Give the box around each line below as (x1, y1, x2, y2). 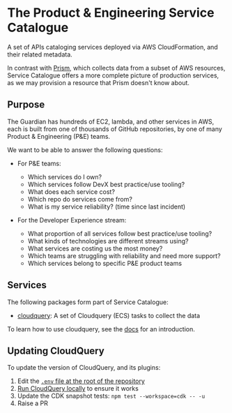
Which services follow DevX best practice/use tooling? (27, 180, 185, 188)
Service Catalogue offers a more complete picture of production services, (7, 71, 219, 80)
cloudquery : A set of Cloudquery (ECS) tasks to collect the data (17, 311, 201, 320)
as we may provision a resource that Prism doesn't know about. (7, 78, 190, 87)
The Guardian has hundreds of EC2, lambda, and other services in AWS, (7, 117, 215, 126)
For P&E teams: (17, 159, 61, 167)
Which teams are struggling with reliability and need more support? (27, 251, 221, 260)
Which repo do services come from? (27, 195, 132, 203)
